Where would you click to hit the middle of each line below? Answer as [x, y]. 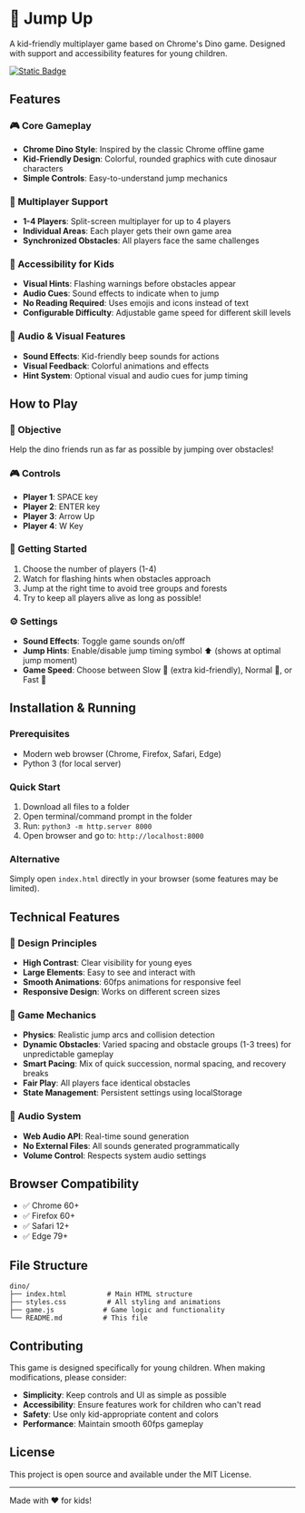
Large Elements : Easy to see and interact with [109, 973]
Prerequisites [39, 734]
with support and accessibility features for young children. [118, 53]
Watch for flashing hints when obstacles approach [117, 578]
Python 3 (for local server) [72, 763]
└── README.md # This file [79, 1318]
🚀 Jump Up [51, 19]
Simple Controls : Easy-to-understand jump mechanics [125, 178]
